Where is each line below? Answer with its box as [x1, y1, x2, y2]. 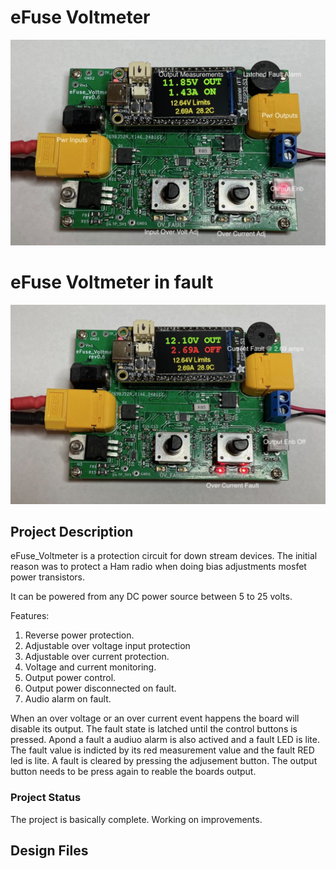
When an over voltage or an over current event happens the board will [10, 712, 300, 725]
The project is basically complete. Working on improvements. [10, 813, 263, 825]
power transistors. [10, 571, 85, 583]
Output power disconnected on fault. [24, 682, 177, 695]
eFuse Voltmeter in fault [10, 271, 214, 293]
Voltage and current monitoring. [24, 661, 157, 673]
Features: [10, 610, 50, 622]
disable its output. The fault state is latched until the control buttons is [10, 723, 298, 735]
